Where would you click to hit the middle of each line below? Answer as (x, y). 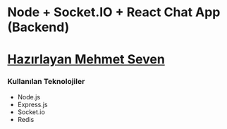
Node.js (29, 97)
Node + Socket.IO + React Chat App (114, 12)
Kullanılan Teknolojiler (46, 82)
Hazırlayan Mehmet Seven (86, 60)
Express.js (32, 104)
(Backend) (38, 27)
